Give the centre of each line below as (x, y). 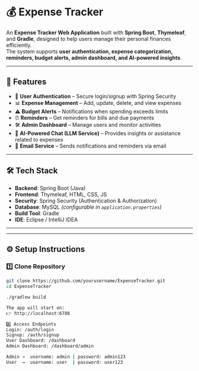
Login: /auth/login (30, 330)
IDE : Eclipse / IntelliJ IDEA (46, 219)
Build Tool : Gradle (37, 213)
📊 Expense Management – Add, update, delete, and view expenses (98, 103)
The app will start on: (36, 308)
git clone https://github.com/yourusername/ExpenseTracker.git (86, 281)
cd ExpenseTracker (29, 287)
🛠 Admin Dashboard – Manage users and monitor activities (88, 124)
